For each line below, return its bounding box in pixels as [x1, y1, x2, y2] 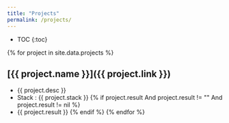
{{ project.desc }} [16, 86, 66, 94]
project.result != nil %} [16, 100, 81, 109]
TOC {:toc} [16, 35, 48, 43]
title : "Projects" [7, 10, 59, 17]
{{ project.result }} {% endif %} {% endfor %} [16, 108, 146, 116]
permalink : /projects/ [7, 16, 72, 23]
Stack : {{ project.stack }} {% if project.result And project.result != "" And [16, 94, 223, 102]
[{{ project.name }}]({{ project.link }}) [7, 68, 171, 79]
